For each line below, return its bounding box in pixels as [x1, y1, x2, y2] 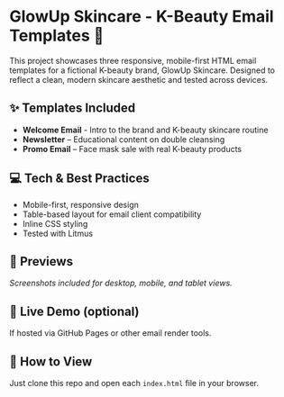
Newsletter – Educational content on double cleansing [22, 133, 225, 145]
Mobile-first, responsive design [22, 199, 140, 210]
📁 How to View [9, 354, 93, 369]
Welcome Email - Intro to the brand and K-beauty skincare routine [22, 124, 269, 135]
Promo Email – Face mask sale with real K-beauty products [22, 143, 242, 154]
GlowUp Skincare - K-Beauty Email [9, 6, 274, 27]
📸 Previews [9, 254, 74, 269]
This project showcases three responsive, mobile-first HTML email [9, 55, 257, 66]
